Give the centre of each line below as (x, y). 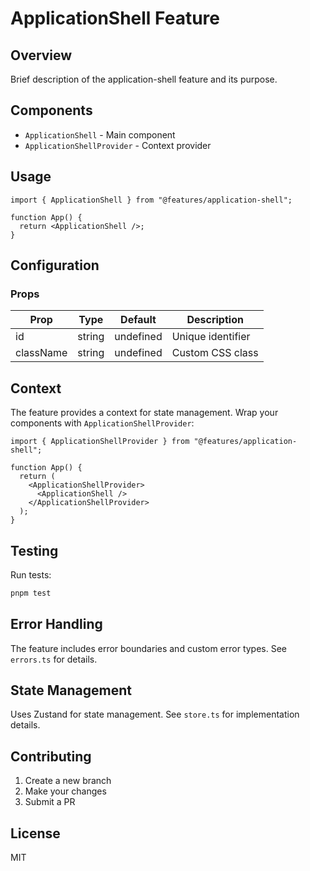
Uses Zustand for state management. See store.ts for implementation (155, 714)
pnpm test (31, 593)
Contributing (51, 756)
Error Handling (56, 624)
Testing (34, 550)
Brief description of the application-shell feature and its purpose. (144, 79)
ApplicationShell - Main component (100, 134)
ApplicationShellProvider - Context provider (118, 145)
